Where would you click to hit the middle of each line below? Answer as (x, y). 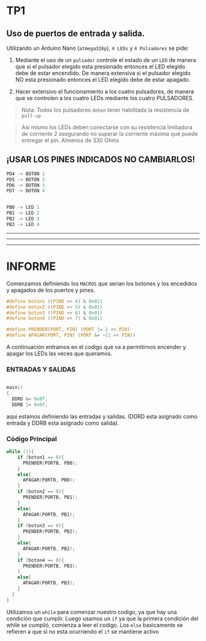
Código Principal (32, 439)
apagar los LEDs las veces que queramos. (59, 353)
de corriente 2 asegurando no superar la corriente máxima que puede (109, 134)
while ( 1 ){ (20, 452)
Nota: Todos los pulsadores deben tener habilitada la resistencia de (105, 110)
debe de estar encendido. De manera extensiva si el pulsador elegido (103, 73)
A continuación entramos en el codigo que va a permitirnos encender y (96, 347)
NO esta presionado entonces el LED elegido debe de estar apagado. (103, 80)
